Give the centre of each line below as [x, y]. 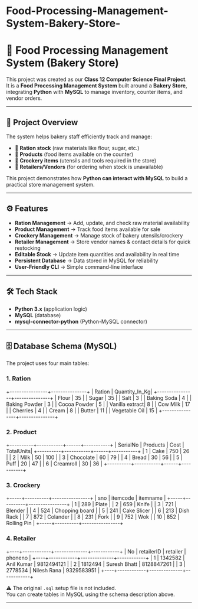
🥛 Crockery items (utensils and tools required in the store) [85, 160]
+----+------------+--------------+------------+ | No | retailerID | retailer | [96, 551]
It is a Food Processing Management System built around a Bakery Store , [97, 86]
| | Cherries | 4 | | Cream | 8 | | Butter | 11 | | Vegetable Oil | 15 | [82, 410]
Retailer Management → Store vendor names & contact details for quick [103, 242]
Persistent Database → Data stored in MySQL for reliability [86, 260]
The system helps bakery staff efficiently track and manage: [79, 136]
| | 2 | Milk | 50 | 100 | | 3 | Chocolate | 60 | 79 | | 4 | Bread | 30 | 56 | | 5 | [94, 457]
